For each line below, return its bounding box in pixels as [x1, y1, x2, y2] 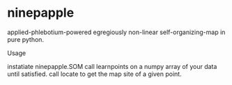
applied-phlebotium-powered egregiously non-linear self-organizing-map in [7, 28, 226, 36]
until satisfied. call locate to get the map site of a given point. [7, 70, 183, 78]
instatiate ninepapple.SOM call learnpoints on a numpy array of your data [7, 62, 217, 70]
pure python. [7, 35, 44, 43]
